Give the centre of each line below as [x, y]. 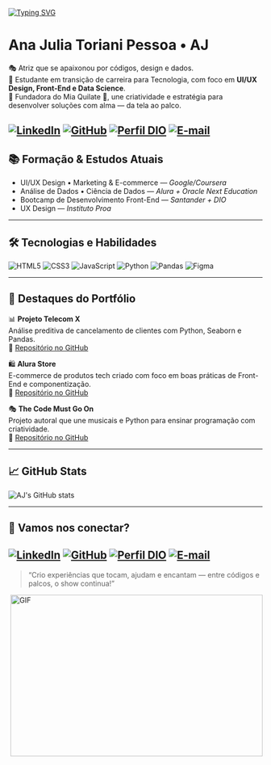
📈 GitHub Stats [48, 471]
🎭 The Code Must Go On [51, 409]
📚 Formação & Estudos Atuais [86, 159]
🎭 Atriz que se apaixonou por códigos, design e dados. [101, 68]
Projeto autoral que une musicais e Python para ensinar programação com [132, 420]
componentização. [60, 384]
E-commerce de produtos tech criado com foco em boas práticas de [122, 375]
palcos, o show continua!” [71, 583]
